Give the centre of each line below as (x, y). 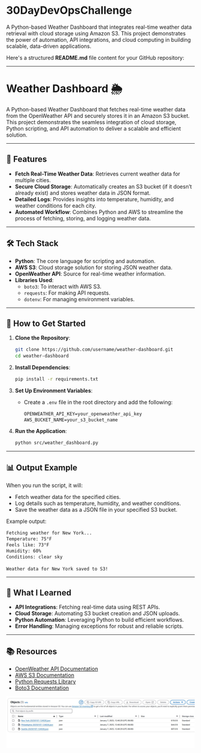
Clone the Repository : (42, 338)
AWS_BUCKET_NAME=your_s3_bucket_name (71, 420)
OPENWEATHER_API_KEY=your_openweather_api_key (83, 414)
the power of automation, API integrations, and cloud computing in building (99, 40)
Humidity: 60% (24, 551)
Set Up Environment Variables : (54, 391)
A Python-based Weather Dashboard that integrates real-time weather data (99, 27)
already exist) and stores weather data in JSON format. (83, 193)
